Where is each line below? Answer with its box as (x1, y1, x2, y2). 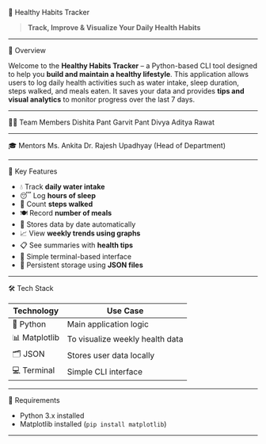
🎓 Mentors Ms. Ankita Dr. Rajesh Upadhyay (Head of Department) (8, 141, 226, 150)
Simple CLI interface (66, 366, 143, 377)
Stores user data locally (66, 350, 155, 361)
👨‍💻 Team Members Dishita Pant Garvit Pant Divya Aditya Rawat (8, 117, 215, 127)
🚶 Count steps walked (19, 199, 93, 209)
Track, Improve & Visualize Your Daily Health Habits (27, 23, 201, 32)
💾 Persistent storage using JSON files (19, 260, 144, 270)
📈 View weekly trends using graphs (19, 228, 141, 238)
